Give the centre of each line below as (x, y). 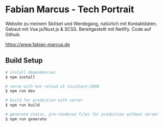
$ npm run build (22, 105)
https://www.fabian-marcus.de (38, 44)
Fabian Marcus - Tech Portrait (70, 9)
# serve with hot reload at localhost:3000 (52, 86)
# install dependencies (31, 72)
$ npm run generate (26, 119)
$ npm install (20, 77)
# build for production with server (44, 100)
